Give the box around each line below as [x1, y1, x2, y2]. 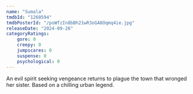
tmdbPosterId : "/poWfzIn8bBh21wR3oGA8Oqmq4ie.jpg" [6, 20, 135, 26]
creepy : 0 [17, 42, 42, 48]
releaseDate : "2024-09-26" [6, 25, 73, 32]
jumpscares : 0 [17, 48, 52, 54]
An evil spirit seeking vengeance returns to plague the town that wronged [6, 75, 187, 82]
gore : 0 [17, 36, 36, 42]
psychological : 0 [17, 58, 60, 64]
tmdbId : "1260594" [6, 14, 52, 20]
